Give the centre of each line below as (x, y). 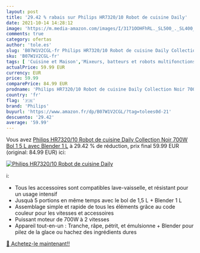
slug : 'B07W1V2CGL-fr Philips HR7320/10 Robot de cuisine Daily (87, 51)
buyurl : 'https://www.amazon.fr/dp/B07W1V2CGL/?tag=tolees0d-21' (89, 112)
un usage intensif (36, 194)
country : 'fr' (24, 95)
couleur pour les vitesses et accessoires (64, 213)
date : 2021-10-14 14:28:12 (40, 23)
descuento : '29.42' (30, 117)
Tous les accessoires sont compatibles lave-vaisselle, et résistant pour (101, 188)
